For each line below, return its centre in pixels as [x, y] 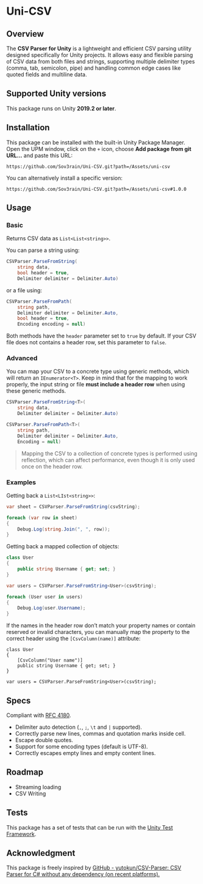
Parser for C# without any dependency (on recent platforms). [83, 874]
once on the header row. [52, 466]
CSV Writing [30, 794]
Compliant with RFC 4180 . [39, 715]
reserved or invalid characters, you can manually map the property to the [98, 632]
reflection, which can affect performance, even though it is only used [108, 460]
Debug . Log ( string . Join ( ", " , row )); [64, 529]
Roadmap [25, 772]
